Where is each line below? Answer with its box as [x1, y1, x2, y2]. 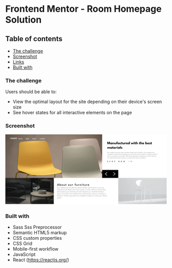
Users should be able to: [5, 89, 57, 95]
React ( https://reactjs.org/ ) [12, 257, 69, 263]
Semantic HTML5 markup [12, 229, 67, 236]
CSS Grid [12, 240, 32, 246]
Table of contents [5, 34, 62, 43]
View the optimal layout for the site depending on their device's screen [12, 98, 162, 105]
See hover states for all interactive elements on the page [12, 110, 132, 116]
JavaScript [12, 251, 36, 257]
